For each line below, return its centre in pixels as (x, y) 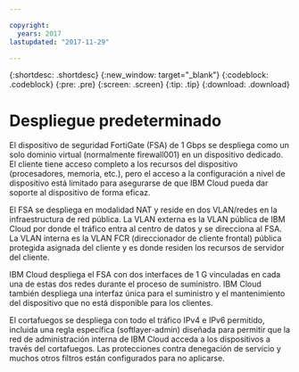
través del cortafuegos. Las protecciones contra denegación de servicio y (145, 349)
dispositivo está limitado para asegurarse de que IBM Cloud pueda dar (139, 183)
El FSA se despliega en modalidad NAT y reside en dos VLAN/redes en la (144, 210)
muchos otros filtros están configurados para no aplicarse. (117, 359)
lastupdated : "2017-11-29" (59, 42)
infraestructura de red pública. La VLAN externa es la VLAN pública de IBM (147, 219)
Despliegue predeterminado (115, 120)
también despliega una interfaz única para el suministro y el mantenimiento (147, 293)
